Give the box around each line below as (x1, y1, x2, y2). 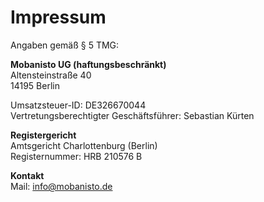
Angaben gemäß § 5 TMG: (10, 39, 120, 51)
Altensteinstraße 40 (10, 69, 92, 81)
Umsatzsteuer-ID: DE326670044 (10, 99, 147, 111)
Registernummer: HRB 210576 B (10, 150, 143, 162)
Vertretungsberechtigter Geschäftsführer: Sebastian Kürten (10, 109, 255, 121)
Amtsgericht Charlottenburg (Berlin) (10, 139, 158, 151)
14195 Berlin (10, 79, 60, 91)
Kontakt (10, 169, 45, 181)
